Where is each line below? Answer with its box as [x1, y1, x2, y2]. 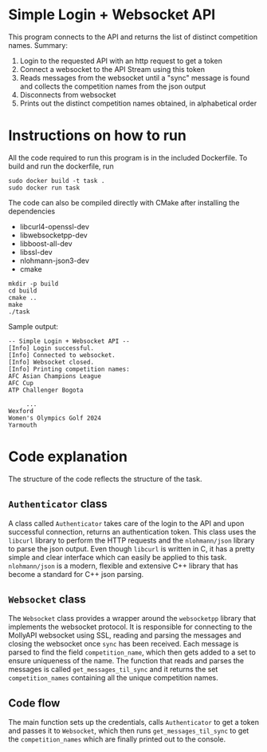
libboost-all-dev [19, 238, 73, 249]
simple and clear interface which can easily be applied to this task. [8, 552, 227, 562]
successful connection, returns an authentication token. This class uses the [8, 527, 257, 536]
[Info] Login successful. [8, 344, 94, 352]
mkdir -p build [8, 280, 59, 288]
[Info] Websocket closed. [8, 358, 94, 366]
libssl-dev [19, 247, 53, 257]
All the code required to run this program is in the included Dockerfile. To [8, 153, 248, 162]
